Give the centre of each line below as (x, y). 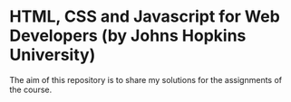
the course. (31, 89)
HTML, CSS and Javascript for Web (145, 17)
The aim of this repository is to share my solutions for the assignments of (146, 79)
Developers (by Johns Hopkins (128, 36)
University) (53, 55)
